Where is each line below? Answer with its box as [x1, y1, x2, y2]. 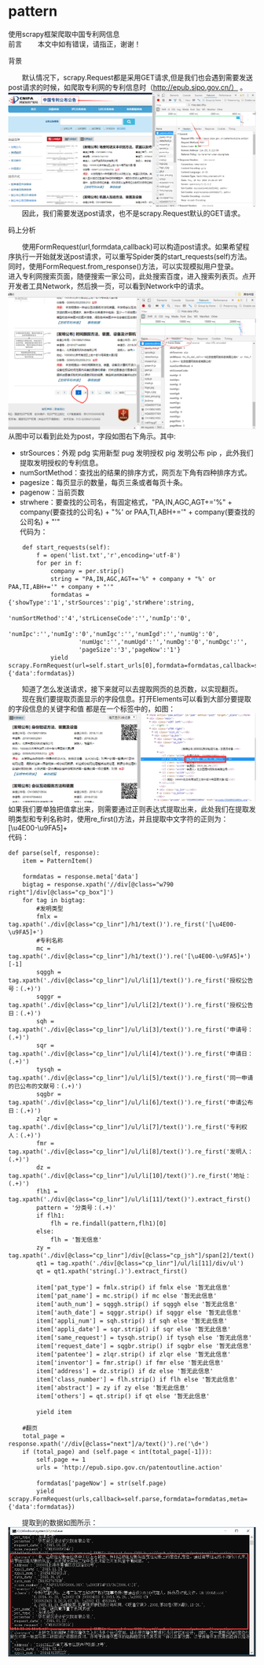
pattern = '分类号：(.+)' [36, 1204, 116, 1212]
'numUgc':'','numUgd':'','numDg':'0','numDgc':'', [78, 638, 247, 646]
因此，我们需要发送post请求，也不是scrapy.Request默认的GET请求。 [22, 208, 245, 218]
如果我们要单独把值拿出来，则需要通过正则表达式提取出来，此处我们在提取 [8, 804, 249, 813]
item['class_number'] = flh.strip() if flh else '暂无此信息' [36, 1375, 238, 1383]
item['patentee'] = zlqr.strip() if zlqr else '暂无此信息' [36, 1350, 232, 1358]
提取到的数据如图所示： [22, 1518, 98, 1527]
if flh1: [36, 1212, 65, 1219]
